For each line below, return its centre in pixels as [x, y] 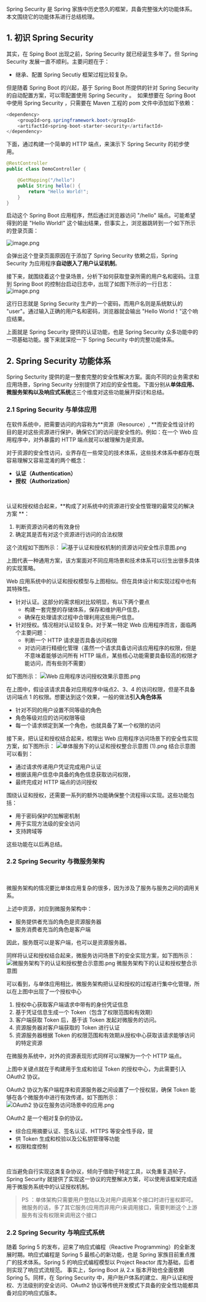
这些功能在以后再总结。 [36, 844]
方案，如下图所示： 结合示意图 [101, 746]
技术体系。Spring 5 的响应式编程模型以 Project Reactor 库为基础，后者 [106, 1262]
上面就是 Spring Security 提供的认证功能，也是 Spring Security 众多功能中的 [102, 332]
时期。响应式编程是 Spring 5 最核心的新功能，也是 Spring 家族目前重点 [101, 1255]
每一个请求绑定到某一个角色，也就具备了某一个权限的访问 [88, 725]
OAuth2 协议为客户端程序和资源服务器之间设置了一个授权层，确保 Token [97, 1089]
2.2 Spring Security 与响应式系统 [56, 1232]
